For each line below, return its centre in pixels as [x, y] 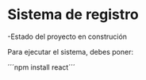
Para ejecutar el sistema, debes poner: [71, 51]
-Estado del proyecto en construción [67, 36]
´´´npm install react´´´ [42, 67]
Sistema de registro [73, 15]
